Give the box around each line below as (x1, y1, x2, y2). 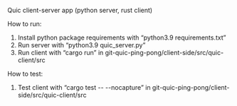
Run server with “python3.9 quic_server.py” (17, 41, 146, 49)
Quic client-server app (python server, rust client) (7, 6, 153, 14)
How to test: (7, 70, 43, 78)
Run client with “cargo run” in (17, 49, 104, 57)
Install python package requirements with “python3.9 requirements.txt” (17, 33, 226, 42)
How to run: (7, 20, 42, 28)
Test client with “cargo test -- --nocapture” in (17, 83, 151, 91)
